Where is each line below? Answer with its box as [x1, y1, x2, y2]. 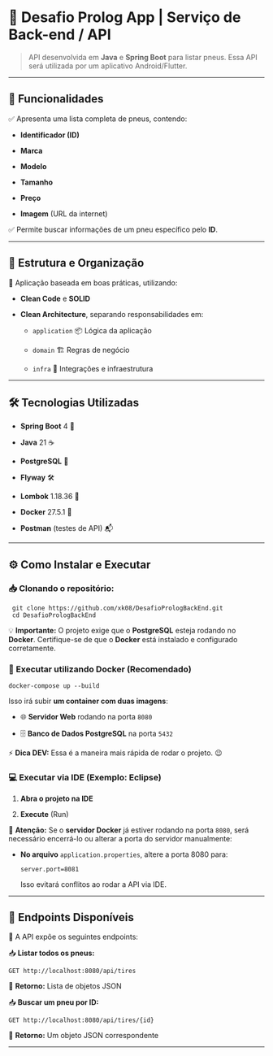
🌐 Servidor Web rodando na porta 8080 [19, 712, 153, 722]
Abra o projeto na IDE [19, 793, 93, 803]
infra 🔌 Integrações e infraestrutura [32, 363, 154, 373]
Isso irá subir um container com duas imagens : [8, 696, 168, 706]
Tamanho [19, 177, 54, 187]
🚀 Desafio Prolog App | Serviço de [8, 8, 241, 27]
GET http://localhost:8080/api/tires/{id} [8, 1016, 154, 1024]
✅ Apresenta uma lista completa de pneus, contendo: [8, 114, 188, 124]
